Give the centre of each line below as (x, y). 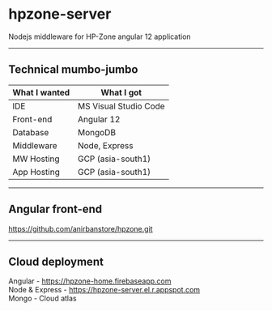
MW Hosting (36, 159)
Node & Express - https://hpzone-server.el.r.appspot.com (104, 290)
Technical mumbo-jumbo (73, 70)
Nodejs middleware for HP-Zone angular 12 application (100, 36)
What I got (121, 92)
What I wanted (41, 92)
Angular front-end (55, 209)
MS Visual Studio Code (121, 106)
